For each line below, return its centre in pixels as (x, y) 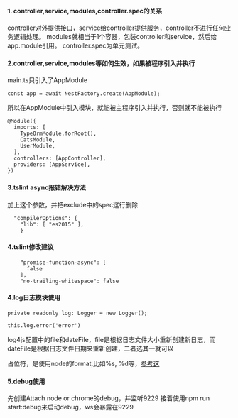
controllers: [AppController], (60, 159)
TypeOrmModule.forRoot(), (59, 134)
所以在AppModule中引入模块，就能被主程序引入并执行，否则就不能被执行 (115, 108)
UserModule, (38, 146)
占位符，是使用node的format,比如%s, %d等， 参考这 (83, 364)
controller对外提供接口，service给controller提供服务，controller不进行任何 (116, 28)
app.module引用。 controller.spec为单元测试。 (76, 45)
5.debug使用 (26, 381)
